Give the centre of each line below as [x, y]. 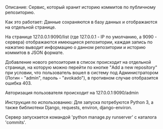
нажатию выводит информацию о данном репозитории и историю [75, 47]
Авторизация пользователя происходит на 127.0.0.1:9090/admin [72, 93]
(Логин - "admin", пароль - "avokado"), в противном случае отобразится [81, 78]
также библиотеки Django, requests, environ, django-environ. [69, 107]
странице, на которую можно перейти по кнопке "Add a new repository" [81, 67]
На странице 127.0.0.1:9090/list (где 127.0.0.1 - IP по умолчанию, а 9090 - [81, 37]
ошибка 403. [19, 83]
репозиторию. [20, 12]
